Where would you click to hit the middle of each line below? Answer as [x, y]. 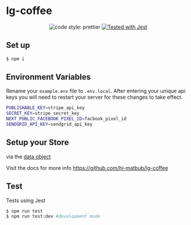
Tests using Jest [26, 200]
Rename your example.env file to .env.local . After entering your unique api [96, 91]
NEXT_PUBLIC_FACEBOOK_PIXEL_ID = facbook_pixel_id [66, 119]
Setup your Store [37, 142]
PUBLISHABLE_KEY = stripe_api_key [45, 108]
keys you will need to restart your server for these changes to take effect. [94, 97]
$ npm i [15, 59]
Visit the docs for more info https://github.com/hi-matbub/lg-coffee [87, 168]
